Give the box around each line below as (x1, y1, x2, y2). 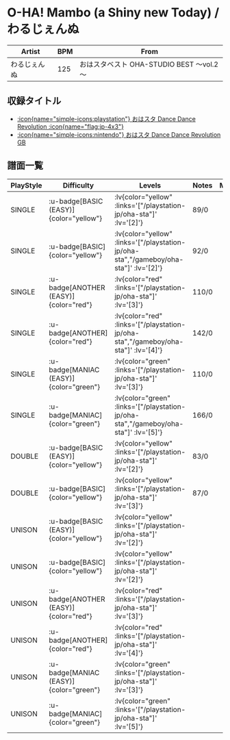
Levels (139, 180, 162, 190)
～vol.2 (195, 60, 219, 69)
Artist (21, 47, 40, 56)
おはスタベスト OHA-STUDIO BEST (79, 60, 194, 69)
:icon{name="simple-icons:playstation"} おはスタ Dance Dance (16, 114, 196, 123)
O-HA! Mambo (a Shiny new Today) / (7, 5, 220, 21)
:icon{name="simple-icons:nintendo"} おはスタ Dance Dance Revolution (16, 130, 221, 138)
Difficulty (62, 180, 94, 190)
